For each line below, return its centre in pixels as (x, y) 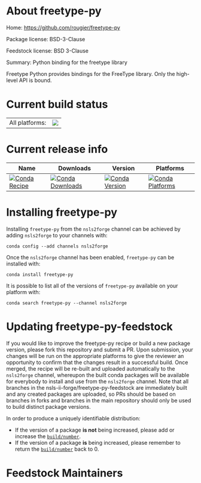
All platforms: (28, 123)
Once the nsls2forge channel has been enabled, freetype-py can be (90, 257)
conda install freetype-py (40, 274)
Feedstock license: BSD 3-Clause (47, 51)
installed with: (23, 264)
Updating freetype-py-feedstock (90, 326)
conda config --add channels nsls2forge (57, 246)
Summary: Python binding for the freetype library (67, 62)
